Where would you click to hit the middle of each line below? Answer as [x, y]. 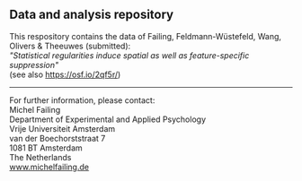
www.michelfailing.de [49, 167]
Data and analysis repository [91, 15]
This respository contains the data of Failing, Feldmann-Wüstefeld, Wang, [145, 36]
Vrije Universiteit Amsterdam [62, 128]
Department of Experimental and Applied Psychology [108, 119]
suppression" [34, 65]
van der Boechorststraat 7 [58, 138]
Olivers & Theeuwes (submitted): [70, 46]
